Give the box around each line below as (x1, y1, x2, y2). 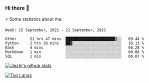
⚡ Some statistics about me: (5, 16, 63, 22)
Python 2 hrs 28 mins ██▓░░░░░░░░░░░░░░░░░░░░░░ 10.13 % (5, 41, 144, 46)
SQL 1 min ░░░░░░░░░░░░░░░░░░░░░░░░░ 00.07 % (5, 54, 144, 59)
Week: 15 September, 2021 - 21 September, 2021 (5, 27, 106, 33)
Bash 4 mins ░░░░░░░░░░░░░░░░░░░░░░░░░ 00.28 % (5, 45, 144, 50)
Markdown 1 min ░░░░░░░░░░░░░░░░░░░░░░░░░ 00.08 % (5, 49, 144, 54)
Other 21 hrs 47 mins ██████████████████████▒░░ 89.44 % (5, 36, 144, 41)
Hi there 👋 (5, 4, 30, 11)
